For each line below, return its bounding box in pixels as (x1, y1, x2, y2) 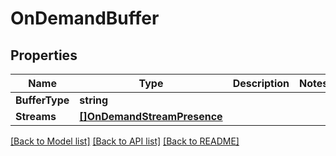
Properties (10, 47, 78, 64)
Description (232, 77, 290, 90)
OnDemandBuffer (10, 7, 160, 30)
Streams (15, 110, 57, 123)
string (79, 93, 109, 107)
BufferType (15, 93, 70, 107)
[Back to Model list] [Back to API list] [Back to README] (10, 135, 240, 147)
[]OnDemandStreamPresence (79, 110, 223, 123)
